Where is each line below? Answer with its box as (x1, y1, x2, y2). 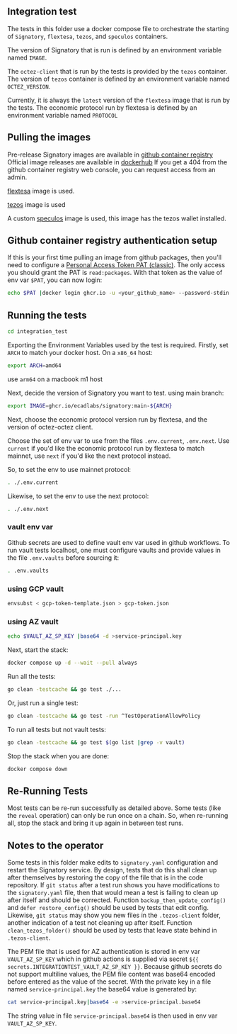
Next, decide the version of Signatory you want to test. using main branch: (7, 388, 224, 397)
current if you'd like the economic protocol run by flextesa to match (7, 444, 205, 452)
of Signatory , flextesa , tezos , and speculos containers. (7, 32, 168, 40)
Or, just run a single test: (7, 698, 79, 707)
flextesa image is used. (7, 186, 75, 195)
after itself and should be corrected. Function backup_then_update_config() (7, 896, 226, 904)
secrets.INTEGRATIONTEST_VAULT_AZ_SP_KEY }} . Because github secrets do (7, 962, 222, 971)
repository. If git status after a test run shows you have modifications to (7, 881, 220, 889)
